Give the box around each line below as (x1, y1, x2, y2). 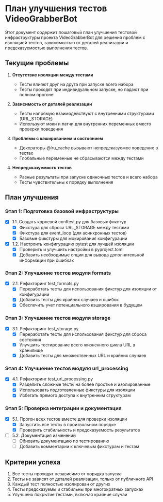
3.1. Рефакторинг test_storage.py (12, 325, 79, 331)
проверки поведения (19, 126, 63, 132)
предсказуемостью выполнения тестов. (5, 45, 88, 51)
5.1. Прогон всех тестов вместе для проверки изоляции (12, 416, 127, 422)
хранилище (19, 347, 43, 353)
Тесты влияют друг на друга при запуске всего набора (19, 81, 133, 87)
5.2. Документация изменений (12, 432, 76, 438)
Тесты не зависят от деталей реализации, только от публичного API (12, 476, 154, 482)
